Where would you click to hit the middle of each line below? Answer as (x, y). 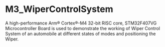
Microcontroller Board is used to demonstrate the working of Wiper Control (83, 28)
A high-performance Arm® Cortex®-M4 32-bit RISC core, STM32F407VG (81, 23)
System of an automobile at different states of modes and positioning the (80, 33)
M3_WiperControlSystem (59, 9)
